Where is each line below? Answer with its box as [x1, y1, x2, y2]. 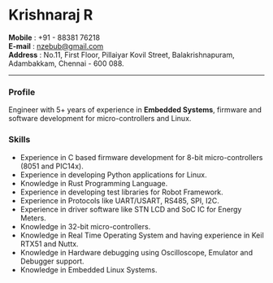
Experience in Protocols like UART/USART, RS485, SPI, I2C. [19, 195, 219, 205]
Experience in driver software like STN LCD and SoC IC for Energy [19, 204, 242, 214]
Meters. [19, 213, 46, 223]
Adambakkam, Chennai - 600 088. [8, 59, 124, 68]
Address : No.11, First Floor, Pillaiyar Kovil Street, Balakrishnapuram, [8, 50, 235, 59]
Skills [8, 134, 31, 146]
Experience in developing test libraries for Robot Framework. [19, 187, 223, 197]
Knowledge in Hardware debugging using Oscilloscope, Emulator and [19, 247, 253, 257]
